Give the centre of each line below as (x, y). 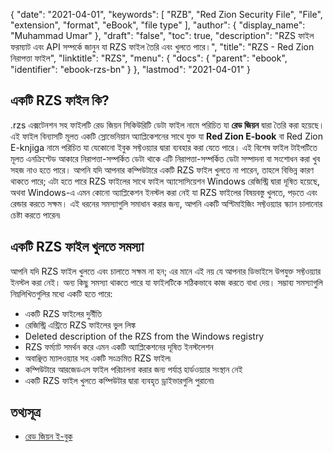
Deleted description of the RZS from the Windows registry (144, 336)
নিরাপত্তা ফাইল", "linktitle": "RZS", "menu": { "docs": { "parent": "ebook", (149, 58)
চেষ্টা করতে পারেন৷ (35, 215)
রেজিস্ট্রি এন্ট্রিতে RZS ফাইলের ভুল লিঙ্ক (80, 325)
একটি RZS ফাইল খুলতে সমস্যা (77, 247)
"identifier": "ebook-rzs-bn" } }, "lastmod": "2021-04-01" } (130, 69)
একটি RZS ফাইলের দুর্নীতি (63, 313)
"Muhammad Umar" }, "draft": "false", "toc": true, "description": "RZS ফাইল (162, 35)
